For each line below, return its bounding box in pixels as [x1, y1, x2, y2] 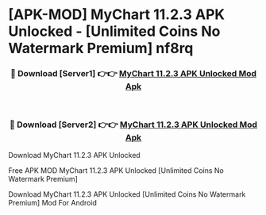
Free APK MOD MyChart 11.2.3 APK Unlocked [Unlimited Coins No [8, 165, 225, 175]
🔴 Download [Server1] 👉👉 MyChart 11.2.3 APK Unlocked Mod [10, 68, 256, 79]
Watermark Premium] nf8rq [8, 40, 194, 57]
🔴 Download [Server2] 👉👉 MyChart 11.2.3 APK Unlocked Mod [9, 119, 258, 130]
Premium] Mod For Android [8, 198, 98, 207]
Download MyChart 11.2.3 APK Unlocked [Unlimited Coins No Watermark [8, 189, 246, 199]
